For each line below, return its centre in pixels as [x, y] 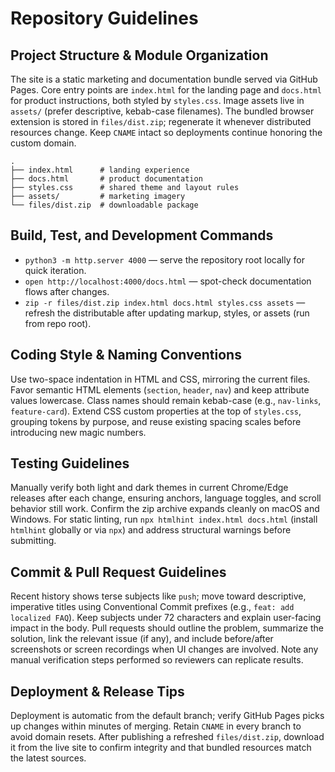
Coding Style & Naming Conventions [126, 355]
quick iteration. [55, 270]
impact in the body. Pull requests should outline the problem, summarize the [167, 628]
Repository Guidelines [104, 18]
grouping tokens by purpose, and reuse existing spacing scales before [156, 421]
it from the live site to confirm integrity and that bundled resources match [161, 748]
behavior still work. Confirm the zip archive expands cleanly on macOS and [165, 509]
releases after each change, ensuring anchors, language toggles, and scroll [166, 498]
